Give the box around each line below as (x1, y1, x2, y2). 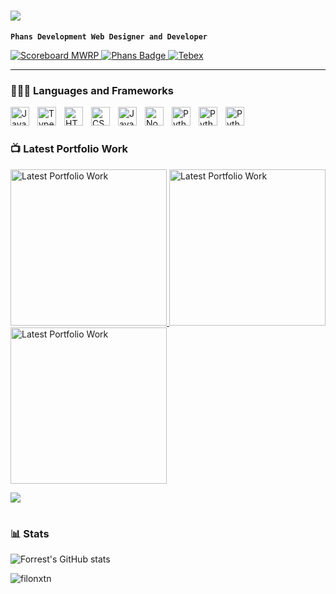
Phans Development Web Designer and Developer (10, 31, 208, 42)
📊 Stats (10, 526, 50, 540)
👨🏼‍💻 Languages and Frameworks (10, 83, 174, 97)
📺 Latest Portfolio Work (10, 142, 129, 156)
